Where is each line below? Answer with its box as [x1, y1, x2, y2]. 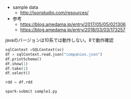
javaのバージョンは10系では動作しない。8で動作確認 [5, 37, 114, 43]
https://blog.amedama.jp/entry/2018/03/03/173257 [20, 27, 126, 32]
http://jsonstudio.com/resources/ [20, 10, 89, 16]
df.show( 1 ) [5, 61, 28, 66]
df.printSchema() [5, 57, 42, 62]
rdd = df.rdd [5, 80, 33, 85]
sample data [12, 5, 39, 10]
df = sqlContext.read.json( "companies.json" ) [5, 52, 102, 57]
